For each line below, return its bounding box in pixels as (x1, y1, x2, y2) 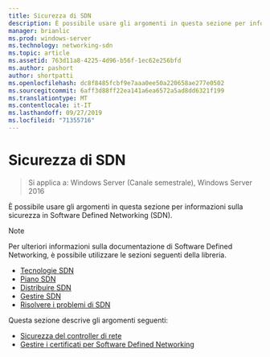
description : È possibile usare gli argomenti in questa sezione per (8, 19, 247, 27)
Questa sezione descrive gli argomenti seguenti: (8, 315, 169, 325)
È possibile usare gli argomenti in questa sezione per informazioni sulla (8, 202, 243, 211)
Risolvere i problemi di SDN (19, 299, 111, 310)
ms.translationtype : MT (8, 94, 88, 102)
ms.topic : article (8, 49, 70, 57)
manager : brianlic (8, 27, 70, 35)
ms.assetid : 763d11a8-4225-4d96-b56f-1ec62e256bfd (8, 57, 182, 65)
